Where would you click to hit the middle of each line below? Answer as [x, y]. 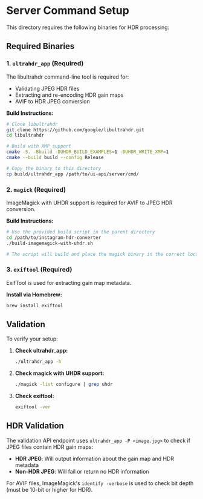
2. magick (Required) [36, 189]
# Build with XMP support [39, 146]
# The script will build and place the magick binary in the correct [96, 254]
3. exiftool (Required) [39, 270]
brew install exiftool [35, 305]
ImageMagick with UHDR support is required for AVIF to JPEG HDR [90, 203]
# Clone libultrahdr [32, 124]
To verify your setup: [32, 339]
